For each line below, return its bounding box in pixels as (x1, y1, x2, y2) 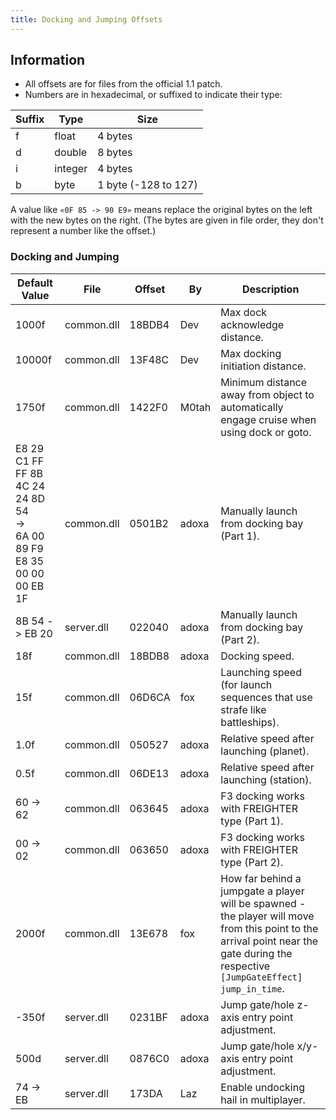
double (54, 146, 88, 160)
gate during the (220, 946, 293, 960)
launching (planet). (220, 744, 310, 758)
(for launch (220, 677, 273, 691)
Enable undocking (220, 1080, 305, 1094)
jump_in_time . (220, 981, 285, 995)
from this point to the (220, 921, 319, 935)
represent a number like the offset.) (10, 225, 157, 237)
